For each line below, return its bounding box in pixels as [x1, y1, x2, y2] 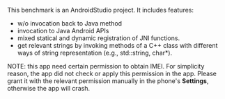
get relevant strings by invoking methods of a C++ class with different [17, 42, 218, 49]
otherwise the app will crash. [7, 84, 91, 92]
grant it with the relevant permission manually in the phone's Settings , [7, 77, 209, 85]
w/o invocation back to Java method [17, 19, 123, 27]
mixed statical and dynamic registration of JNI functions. [17, 34, 180, 42]
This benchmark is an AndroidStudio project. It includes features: [7, 6, 194, 14]
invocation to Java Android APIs [17, 27, 109, 35]
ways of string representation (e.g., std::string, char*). [17, 48, 173, 57]
